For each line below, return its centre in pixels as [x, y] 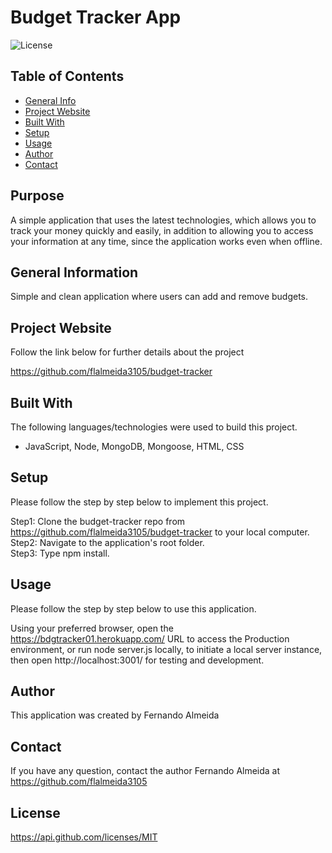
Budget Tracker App [96, 17]
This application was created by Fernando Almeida [115, 715]
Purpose [37, 196]
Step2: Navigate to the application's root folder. [107, 542]
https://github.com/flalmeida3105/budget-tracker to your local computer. [160, 532]
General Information [74, 272]
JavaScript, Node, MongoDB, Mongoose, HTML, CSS [134, 446]
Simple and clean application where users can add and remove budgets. [159, 297]
